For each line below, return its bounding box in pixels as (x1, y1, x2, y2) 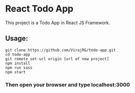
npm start (5, 69, 26, 74)
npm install (5, 61, 30, 66)
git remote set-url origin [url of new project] (5, 56, 109, 61)
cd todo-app (5, 52, 30, 57)
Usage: (5, 34, 29, 43)
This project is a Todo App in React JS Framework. (5, 20, 110, 26)
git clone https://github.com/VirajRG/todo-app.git (5, 47, 116, 53)
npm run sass (5, 65, 33, 70)
